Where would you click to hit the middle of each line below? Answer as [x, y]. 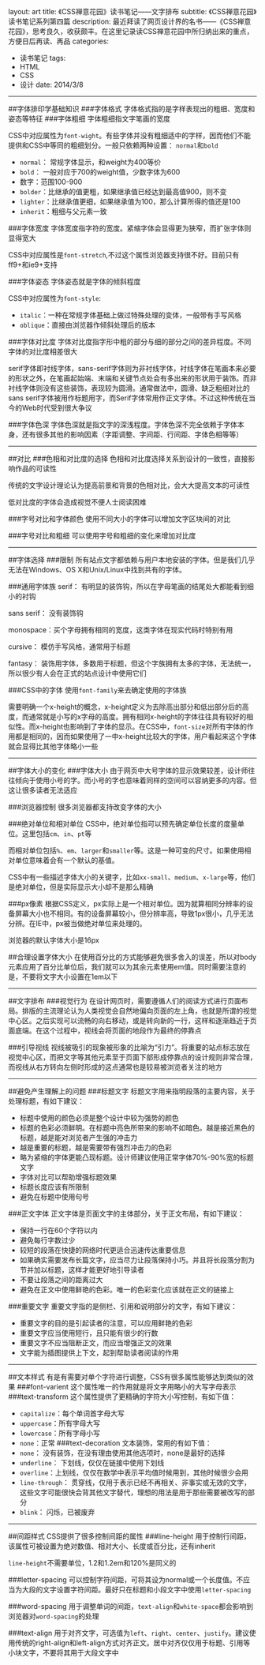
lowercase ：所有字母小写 [60, 1433]
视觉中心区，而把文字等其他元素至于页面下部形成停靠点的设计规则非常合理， [132, 1057]
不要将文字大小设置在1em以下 [70, 977]
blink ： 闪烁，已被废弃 [57, 1512]
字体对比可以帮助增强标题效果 [68, 1177]
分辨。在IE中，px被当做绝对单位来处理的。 [78, 923]
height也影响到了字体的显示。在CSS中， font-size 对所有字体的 [144, 726]
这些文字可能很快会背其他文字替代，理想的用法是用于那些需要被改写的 [134, 1492]
